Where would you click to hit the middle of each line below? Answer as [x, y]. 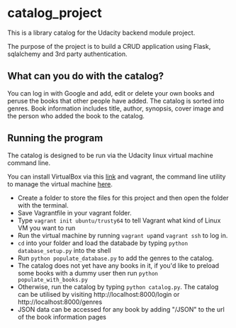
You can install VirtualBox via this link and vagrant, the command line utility [117, 176]
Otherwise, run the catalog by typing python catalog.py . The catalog [118, 287]
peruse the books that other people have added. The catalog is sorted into [116, 101]
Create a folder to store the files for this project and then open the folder [123, 198]
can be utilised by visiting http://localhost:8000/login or [99, 294]
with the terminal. [43, 205]
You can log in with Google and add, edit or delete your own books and [111, 93]
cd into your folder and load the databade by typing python [103, 243]
